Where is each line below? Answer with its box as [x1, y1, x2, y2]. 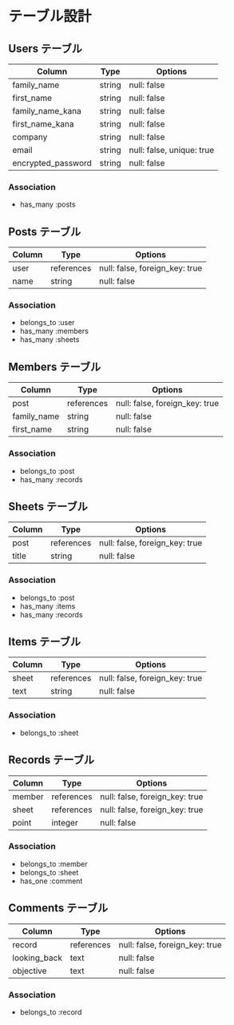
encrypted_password [12, 158, 92, 168]
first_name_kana [12, 119, 74, 129]
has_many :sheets [19, 335, 80, 344]
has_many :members [19, 326, 89, 336]
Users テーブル [8, 42, 82, 55]
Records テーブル [8, 754, 95, 767]
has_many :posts [19, 199, 76, 209]
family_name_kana [12, 106, 81, 116]
